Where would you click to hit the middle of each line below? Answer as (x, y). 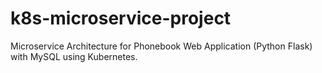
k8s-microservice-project (121, 18)
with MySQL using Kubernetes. (74, 56)
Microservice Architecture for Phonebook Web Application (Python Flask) (161, 46)
